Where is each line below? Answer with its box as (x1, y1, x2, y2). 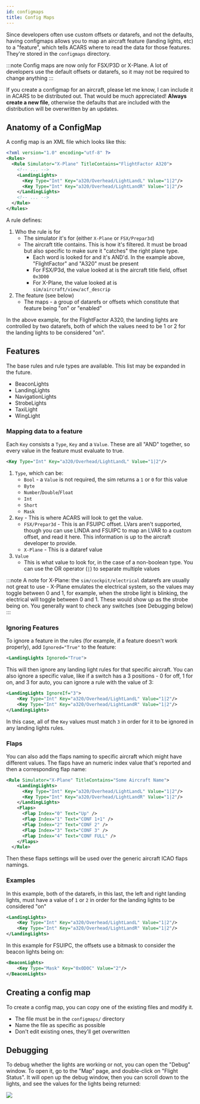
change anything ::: (6, 74, 54, 82)
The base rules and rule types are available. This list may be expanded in (6, 362, 186, 369)
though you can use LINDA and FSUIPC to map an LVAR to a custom (23, 527, 192, 534)
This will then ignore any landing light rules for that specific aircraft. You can (6, 666, 193, 673)
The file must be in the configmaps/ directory (14, 1015, 125, 1022)
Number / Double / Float (23, 488, 73, 495)
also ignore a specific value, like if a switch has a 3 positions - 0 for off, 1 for (6, 672, 193, 679)
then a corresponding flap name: (6, 765, 87, 772)
